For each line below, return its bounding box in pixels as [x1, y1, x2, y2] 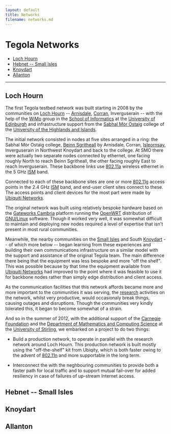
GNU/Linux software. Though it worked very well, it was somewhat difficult [5, 216, 162, 222]
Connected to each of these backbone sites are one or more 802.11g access [5, 179, 165, 185]
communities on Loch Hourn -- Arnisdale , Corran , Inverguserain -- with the [5, 110, 163, 117]
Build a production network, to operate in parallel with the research [12, 336, 153, 342]
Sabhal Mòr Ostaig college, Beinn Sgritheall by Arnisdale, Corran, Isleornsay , [5, 142, 166, 148]
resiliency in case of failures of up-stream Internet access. [12, 373, 135, 379]
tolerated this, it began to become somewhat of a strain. [5, 306, 123, 312]
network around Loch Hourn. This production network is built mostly [12, 341, 156, 348]
